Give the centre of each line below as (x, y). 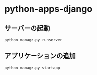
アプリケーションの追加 (40, 56)
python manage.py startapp (32, 68)
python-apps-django (48, 9)
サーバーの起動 (27, 28)
